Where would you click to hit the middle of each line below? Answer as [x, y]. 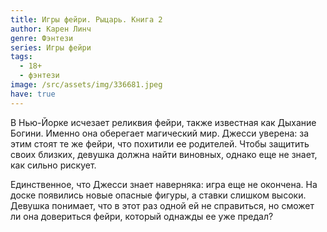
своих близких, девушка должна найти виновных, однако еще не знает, [164, 154]
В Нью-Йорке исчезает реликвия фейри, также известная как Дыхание [163, 122]
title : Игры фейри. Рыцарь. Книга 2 [86, 19]
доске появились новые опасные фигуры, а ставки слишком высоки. [158, 195]
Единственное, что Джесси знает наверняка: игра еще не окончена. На [164, 184]
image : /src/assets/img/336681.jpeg [86, 85]
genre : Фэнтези [42, 38]
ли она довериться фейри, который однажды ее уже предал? [142, 216]
